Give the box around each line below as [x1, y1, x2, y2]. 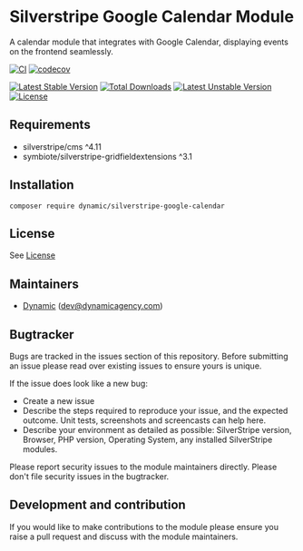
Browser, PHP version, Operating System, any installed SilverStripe [22, 434, 273, 445]
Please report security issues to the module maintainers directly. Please [9, 461, 278, 472]
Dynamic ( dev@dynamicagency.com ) [22, 300, 163, 311]
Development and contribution [9, 497, 186, 513]
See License [9, 250, 56, 261]
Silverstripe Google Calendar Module [9, 6, 295, 27]
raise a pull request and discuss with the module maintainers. [9, 531, 239, 542]
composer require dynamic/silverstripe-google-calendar [9, 202, 225, 211]
